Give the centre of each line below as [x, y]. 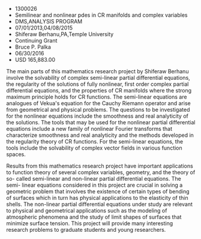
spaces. [16, 154]
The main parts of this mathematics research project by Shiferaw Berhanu [97, 71]
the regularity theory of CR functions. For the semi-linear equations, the [95, 141]
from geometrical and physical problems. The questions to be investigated [98, 110]
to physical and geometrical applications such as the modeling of [87, 210]
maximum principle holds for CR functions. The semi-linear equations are [97, 97]
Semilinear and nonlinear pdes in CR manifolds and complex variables [101, 15]
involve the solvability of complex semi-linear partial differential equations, [98, 78]
